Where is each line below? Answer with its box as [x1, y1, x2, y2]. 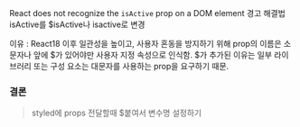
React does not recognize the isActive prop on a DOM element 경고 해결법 [9, 8, 286, 18]
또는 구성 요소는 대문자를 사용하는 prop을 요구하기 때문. [33, 61, 230, 71]
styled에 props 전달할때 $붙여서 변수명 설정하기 [31, 107, 202, 119]
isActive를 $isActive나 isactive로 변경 [9, 19, 145, 30]
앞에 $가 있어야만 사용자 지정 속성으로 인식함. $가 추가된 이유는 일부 [33, 50, 273, 60]
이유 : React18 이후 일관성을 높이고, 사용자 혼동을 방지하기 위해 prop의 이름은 [9, 39, 282, 49]
